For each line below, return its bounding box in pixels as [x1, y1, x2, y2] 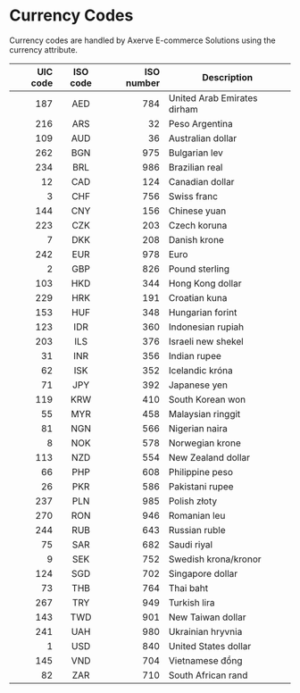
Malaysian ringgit [168, 407, 241, 420]
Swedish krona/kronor [168, 553, 262, 565]
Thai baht [168, 581, 209, 594]
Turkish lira [168, 596, 215, 608]
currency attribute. [9, 44, 79, 54]
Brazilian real [168, 161, 223, 173]
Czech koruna [168, 219, 228, 231]
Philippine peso [168, 465, 234, 478]
